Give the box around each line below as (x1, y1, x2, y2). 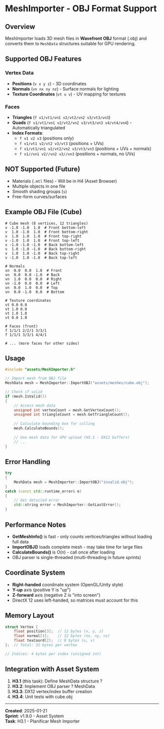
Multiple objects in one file (12, 183, 66, 189)
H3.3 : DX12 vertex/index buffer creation (12, 688, 93, 694)
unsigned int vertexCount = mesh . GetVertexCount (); (14, 408, 121, 413)
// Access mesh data (14, 403, 56, 408)
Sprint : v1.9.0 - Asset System (5, 713, 64, 719)
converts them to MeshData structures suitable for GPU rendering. (5, 41, 136, 47)
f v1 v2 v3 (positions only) (19, 135, 74, 141)
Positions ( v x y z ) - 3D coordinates (12, 80, 87, 86)
